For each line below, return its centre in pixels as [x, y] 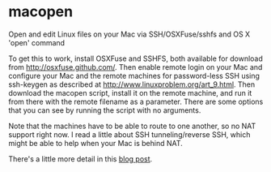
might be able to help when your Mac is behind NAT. [96, 143]
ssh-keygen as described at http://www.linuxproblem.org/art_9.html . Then [132, 84]
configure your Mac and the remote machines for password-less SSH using [134, 75]
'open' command [37, 42]
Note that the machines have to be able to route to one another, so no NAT [132, 126]
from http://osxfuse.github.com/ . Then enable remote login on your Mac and [135, 67]
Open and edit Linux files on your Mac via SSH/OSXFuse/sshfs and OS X [129, 34]
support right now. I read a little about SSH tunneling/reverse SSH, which [129, 134]
